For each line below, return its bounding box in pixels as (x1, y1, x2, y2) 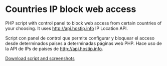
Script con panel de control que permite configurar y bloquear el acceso (5, 35, 154, 41)
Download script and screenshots (5, 55, 75, 61)
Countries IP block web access (5, 3, 136, 15)
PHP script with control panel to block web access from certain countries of (5, 20, 162, 26)
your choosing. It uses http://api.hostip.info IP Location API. (5, 25, 128, 31)
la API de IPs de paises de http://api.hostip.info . (5, 45, 103, 51)
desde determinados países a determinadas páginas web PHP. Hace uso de (5, 40, 162, 46)
